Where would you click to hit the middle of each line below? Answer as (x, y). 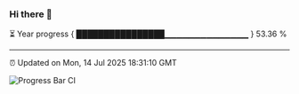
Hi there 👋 (31, 14)
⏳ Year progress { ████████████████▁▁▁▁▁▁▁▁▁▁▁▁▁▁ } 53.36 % (148, 34)
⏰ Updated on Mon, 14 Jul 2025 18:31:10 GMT (93, 63)
